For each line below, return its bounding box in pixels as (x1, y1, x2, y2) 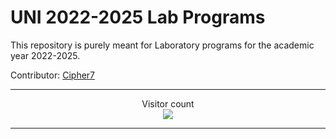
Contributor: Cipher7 (10, 69, 96, 81)
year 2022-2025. (10, 49, 81, 61)
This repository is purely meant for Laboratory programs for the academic (10, 39, 315, 51)
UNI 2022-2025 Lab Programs (10, 6, 266, 29)
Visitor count (141, 97, 195, 110)
